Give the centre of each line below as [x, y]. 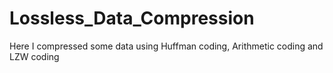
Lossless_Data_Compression [132, 18]
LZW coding [34, 56]
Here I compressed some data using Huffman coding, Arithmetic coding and [166, 46]
